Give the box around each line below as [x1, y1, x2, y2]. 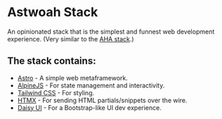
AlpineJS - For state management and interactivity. [17, 81, 165, 90]
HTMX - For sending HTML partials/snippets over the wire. [17, 96, 188, 104]
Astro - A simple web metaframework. [17, 73, 128, 82]
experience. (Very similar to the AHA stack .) [7, 34, 135, 43]
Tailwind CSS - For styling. [17, 88, 95, 97]
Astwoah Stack [7, 4, 98, 20]
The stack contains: [7, 55, 96, 67]
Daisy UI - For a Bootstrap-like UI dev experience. [17, 103, 162, 112]
